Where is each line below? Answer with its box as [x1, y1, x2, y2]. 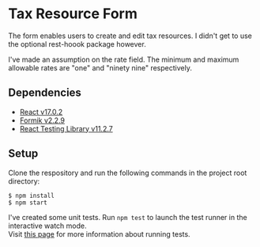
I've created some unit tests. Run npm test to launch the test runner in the [8, 212, 247, 222]
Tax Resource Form [8, 5, 138, 23]
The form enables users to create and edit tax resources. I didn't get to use [8, 31, 253, 40]
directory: [8, 176, 40, 186]
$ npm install [8, 192, 55, 199]
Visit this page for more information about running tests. [8, 229, 191, 238]
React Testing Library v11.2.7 [19, 123, 113, 133]
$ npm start [8, 199, 47, 207]
